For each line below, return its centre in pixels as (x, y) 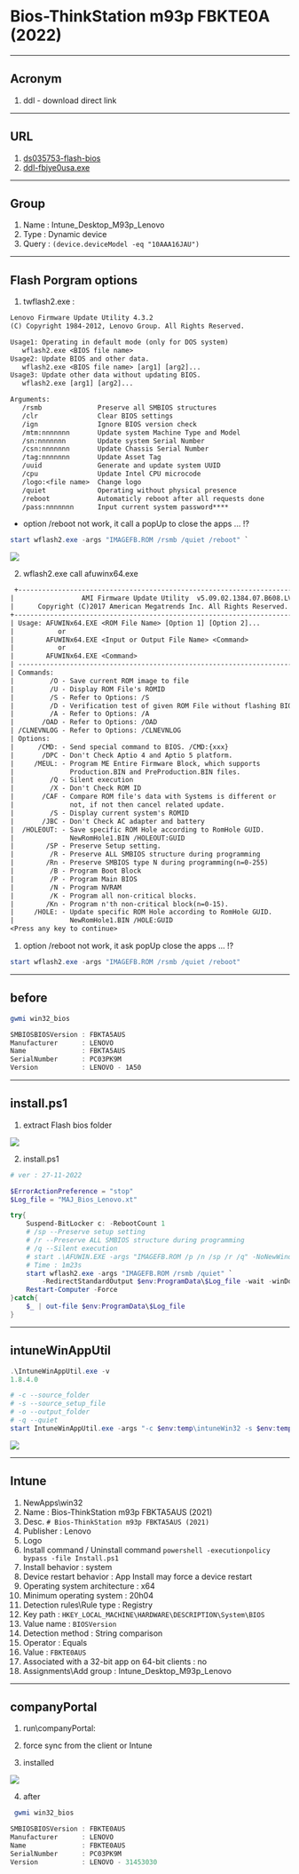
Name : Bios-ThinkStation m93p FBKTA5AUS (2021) (118, 1511)
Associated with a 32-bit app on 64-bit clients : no (115, 1661)
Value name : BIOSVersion (70, 1623)
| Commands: (32, 673)
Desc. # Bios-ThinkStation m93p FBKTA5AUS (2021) (116, 1521)
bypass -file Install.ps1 (71, 1558)
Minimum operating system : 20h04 (88, 1595)
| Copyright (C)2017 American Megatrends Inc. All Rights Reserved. (149, 607)
